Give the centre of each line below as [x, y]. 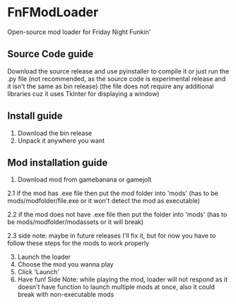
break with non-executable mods [66, 295]
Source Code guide [51, 54]
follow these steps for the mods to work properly [78, 243]
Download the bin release [55, 133]
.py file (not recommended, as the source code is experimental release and [117, 78]
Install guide [35, 116]
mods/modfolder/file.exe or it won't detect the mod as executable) [104, 201]
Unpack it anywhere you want [61, 140]
